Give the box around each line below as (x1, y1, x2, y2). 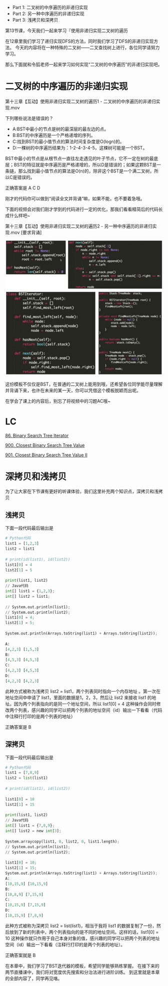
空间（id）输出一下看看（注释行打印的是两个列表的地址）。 (5, 941, 125, 947)
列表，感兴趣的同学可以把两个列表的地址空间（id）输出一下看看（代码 (18, 707, 162, 713)
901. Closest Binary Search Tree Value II (5, 452, 87, 458)
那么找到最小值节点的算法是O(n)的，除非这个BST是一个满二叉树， (18, 168, 154, 174)
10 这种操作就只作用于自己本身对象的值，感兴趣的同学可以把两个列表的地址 (5, 935, 160, 941)
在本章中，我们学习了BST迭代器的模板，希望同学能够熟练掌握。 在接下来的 (5, 962, 160, 969)
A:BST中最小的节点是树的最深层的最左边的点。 (12, 126, 109, 132)
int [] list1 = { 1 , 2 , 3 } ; (5, 589, 55, 594)
